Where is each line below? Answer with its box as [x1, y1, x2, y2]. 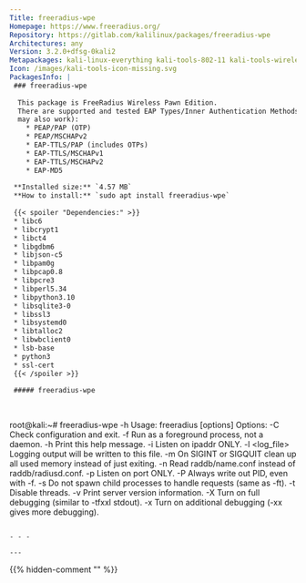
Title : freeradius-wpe [9, 13, 96, 23]
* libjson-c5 [13, 251, 64, 260]
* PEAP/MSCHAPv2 [25, 132, 88, 141]
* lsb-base [13, 343, 55, 353]
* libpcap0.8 [13, 268, 64, 277]
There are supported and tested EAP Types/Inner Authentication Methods [17, 107, 300, 116]
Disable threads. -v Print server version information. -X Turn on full [9, 487, 260, 497]
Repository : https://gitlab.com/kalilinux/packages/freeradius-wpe [9, 30, 271, 39]
